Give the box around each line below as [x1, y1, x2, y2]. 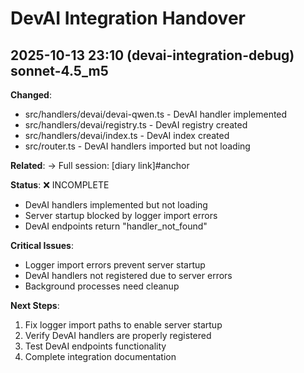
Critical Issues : [10, 240, 75, 251]
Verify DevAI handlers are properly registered [24, 330, 212, 341]
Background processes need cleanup [24, 280, 180, 292]
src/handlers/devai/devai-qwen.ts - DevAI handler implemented [24, 108, 288, 120]
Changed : [10, 89, 52, 101]
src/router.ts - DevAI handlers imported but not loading [24, 140, 251, 152]
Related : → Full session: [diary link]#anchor [10, 160, 190, 171]
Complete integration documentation [24, 351, 177, 362]
